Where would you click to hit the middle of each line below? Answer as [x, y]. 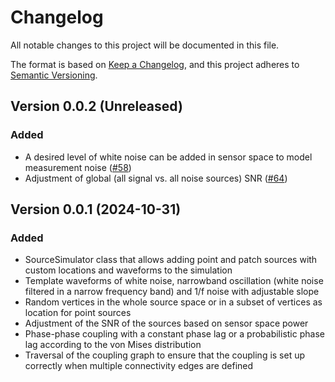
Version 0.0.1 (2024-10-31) [96, 209]
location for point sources [78, 313]
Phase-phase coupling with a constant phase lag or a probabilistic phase [174, 334]
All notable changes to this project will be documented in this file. [145, 45]
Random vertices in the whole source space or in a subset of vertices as [173, 302]
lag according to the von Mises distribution [113, 345]
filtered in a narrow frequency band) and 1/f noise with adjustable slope [172, 292]
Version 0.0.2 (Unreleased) [96, 106]
